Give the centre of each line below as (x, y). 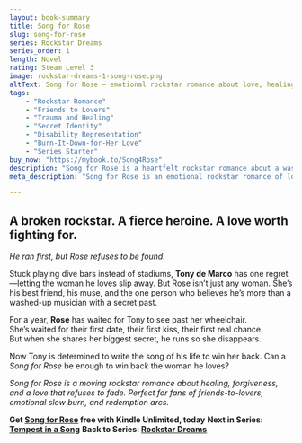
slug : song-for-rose (48, 34)
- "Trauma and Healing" (70, 118)
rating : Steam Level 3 (52, 68)
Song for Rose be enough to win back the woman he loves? (119, 366)
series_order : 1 (40, 51)
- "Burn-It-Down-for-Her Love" (84, 143)
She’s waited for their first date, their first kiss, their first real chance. (136, 330)
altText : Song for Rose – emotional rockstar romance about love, (136, 84)
